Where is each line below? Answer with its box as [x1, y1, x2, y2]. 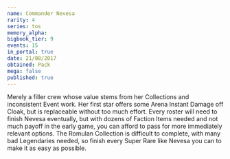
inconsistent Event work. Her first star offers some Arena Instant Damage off [7, 100, 224, 109]
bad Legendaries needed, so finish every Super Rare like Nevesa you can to [7, 137, 222, 145]
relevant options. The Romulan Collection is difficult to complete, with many [7, 129, 221, 138]
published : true [7, 74, 54, 81]
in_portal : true [7, 49, 54, 56]
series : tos [7, 23, 41, 30]
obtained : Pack [7, 61, 51, 68]
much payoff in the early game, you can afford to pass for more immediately [7, 122, 222, 131]
